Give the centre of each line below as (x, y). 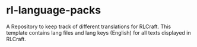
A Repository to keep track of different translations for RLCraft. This (88, 26)
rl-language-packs (54, 10)
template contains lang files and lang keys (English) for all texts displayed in (99, 32)
